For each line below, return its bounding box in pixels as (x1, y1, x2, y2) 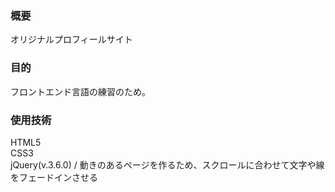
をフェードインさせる (10, 171, 98, 183)
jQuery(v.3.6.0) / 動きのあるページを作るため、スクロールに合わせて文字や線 (10, 158, 325, 171)
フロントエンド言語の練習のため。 (10, 85, 151, 97)
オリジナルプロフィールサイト (10, 33, 133, 46)
